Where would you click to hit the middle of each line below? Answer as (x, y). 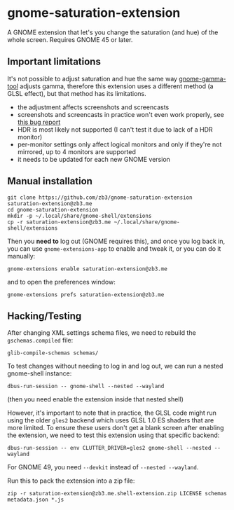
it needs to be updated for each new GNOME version (94, 159)
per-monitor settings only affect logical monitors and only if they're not (119, 144)
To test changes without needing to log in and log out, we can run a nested (115, 366)
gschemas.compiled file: (40, 340)
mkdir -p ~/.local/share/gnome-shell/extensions (80, 216)
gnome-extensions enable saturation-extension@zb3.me (88, 269)
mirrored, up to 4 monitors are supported (77, 151)
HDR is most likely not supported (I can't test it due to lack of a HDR (115, 129)
